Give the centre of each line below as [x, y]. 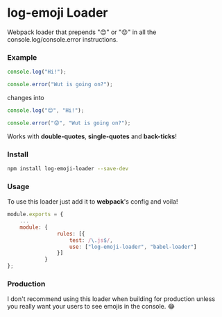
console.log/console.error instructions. [63, 39]
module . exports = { [35, 214]
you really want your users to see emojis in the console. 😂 [91, 307]
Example [22, 57]
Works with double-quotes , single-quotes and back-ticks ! [92, 136]
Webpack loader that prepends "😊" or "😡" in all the [82, 32]
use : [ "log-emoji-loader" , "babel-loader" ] [133, 247]
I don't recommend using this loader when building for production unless [111, 299]
